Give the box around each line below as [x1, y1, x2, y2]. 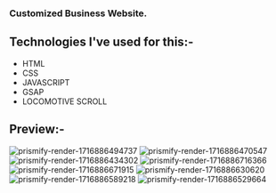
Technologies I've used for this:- [9, 35, 194, 50]
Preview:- [9, 122, 65, 137]
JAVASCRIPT [21, 76, 70, 87]
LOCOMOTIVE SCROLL [21, 96, 108, 107]
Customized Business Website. [9, 7, 148, 20]
